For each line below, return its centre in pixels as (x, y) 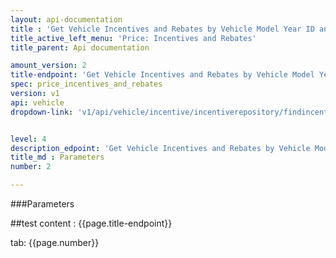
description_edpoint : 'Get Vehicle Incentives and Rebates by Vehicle (160, 148)
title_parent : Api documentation (80, 47)
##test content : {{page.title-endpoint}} (91, 223)
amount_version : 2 (48, 66)
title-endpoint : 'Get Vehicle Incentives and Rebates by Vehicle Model (162, 75)
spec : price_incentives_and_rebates (86, 84)
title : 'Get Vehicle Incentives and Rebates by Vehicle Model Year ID (162, 29)
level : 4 (28, 139)
